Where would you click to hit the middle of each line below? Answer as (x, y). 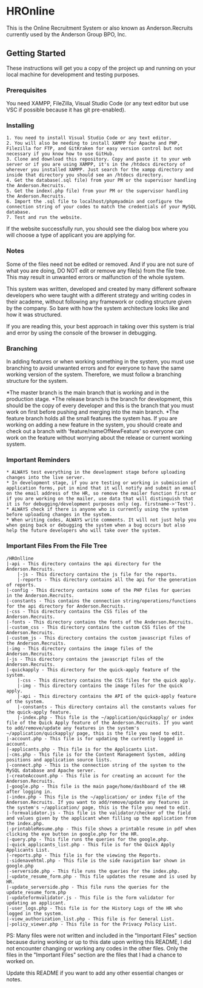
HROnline (31, 11)
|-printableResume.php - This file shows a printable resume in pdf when (101, 829)
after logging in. (29, 792)
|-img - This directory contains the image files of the (80, 648)
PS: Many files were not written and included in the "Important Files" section (101, 935)
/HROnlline (20, 559)
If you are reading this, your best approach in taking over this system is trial (100, 326)
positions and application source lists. (59, 760)
